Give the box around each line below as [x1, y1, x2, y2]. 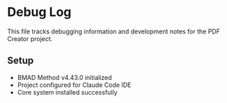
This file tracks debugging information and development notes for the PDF [7, 27, 221, 35]
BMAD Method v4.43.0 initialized [17, 73, 113, 81]
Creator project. [7, 34, 53, 42]
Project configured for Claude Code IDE [17, 81, 132, 89]
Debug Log [7, 4, 72, 20]
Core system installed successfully [17, 88, 118, 96]
